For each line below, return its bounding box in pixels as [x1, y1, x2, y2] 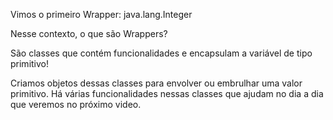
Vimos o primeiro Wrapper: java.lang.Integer [10, 9, 193, 20]
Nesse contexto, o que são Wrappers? [10, 28, 168, 39]
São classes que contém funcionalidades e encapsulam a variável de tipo [10, 47, 313, 59]
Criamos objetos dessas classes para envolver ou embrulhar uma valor [10, 77, 303, 89]
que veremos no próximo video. [10, 99, 142, 110]
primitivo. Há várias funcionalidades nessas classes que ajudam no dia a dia [10, 88, 324, 99]
